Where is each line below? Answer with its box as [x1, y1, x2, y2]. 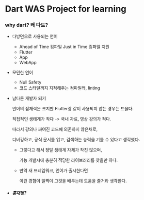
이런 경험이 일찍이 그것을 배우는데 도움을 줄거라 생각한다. [19, 178, 127, 184]
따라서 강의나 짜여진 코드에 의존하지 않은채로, [12, 126, 98, 132]
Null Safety [19, 79, 42, 85]
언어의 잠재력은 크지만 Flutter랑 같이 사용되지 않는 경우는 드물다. [12, 106, 134, 112]
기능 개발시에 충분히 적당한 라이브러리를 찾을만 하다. [19, 157, 118, 163]
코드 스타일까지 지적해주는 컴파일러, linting [19, 85, 100, 91]
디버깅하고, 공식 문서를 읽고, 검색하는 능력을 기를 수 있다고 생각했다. [12, 137, 140, 143]
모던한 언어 [12, 69, 33, 76]
